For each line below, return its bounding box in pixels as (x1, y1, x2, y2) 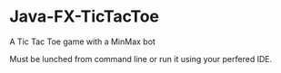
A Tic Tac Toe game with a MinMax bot (9, 36, 156, 47)
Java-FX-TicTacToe (9, 6, 160, 27)
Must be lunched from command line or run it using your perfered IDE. (9, 53, 273, 64)
